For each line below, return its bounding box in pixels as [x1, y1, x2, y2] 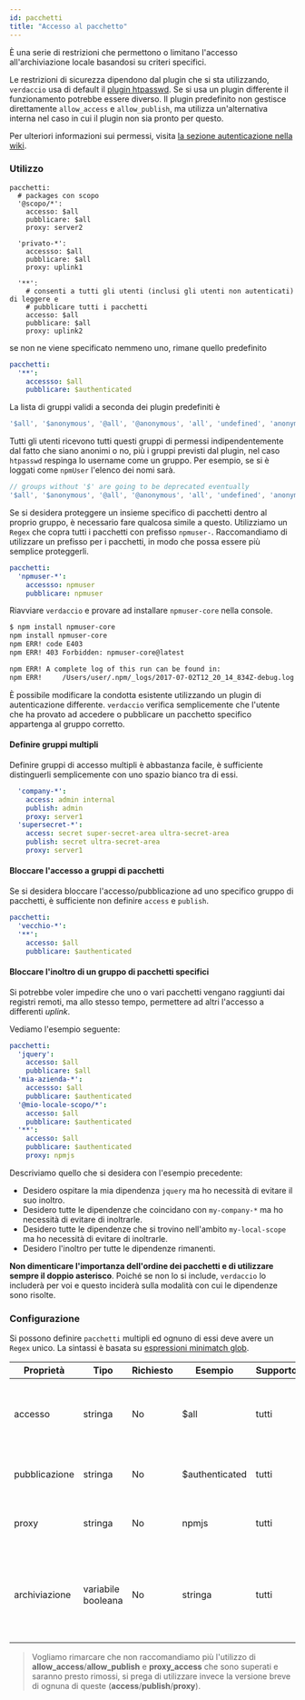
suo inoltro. [22, 1195, 65, 1205]
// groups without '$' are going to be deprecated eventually [9, 483, 250, 492]
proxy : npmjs [25, 1151, 75, 1160]
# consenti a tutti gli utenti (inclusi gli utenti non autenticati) [25, 286, 295, 295]
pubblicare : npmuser [25, 588, 103, 598]
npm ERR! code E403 [9, 640, 84, 649]
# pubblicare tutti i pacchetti [25, 302, 148, 312]
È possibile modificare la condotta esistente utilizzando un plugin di [9, 689, 261, 700]
